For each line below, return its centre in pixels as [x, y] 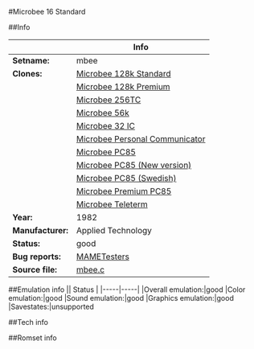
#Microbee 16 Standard [47, 12]
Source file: [35, 270]
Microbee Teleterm [112, 204]
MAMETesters [103, 257]
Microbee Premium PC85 [124, 191]
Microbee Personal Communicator [141, 139]
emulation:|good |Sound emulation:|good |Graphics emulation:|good [121, 298]
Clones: [27, 74]
